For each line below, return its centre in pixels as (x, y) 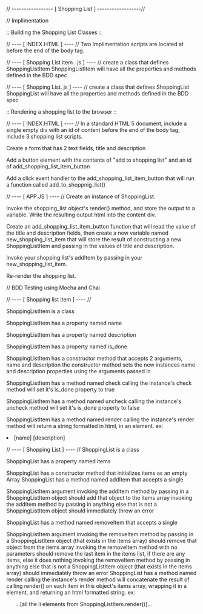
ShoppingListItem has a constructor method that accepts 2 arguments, (95, 358)
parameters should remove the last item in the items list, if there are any (96, 554)
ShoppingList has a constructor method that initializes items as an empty (97, 473)
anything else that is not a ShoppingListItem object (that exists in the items (99, 567)
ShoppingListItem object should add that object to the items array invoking (99, 498)
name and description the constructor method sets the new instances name (101, 365)
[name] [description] (40, 438)
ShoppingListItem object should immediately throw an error (80, 511)
